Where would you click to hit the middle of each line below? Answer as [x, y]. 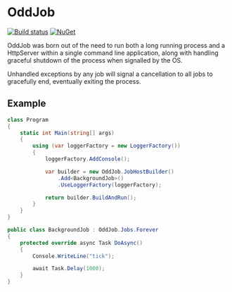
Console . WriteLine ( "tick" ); [73, 256]
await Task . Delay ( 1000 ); [69, 269]
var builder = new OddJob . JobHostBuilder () [109, 172]
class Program [28, 120]
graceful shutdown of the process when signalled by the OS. [95, 60]
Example [27, 104]
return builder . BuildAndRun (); [91, 198]
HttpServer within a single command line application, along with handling [113, 53]
